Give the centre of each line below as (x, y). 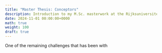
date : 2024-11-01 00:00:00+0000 (37, 18)
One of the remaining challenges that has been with (56, 46)
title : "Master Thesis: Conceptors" (42, 9)
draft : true (17, 32)
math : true (16, 23)
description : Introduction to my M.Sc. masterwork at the (64, 14)
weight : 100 (17, 27)
